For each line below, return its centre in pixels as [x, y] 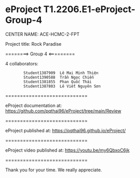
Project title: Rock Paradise [33, 44]
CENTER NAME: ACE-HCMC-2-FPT [42, 34]
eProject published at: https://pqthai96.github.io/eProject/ [65, 130]
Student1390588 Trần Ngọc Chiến [59, 77]
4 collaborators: [22, 63]
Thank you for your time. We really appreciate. [54, 170]
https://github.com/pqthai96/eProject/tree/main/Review [63, 111]
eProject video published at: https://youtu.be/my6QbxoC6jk [67, 150]
